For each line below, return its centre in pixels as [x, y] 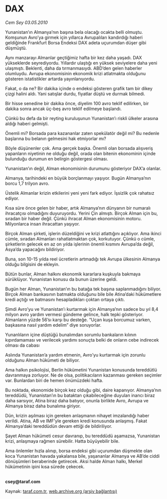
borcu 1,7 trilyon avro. [27, 183]
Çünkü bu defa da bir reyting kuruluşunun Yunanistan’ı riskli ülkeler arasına [82, 118]
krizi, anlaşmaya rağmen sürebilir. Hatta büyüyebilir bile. [62, 441]
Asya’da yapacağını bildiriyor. [35, 249]
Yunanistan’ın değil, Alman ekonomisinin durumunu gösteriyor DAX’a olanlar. [83, 168]
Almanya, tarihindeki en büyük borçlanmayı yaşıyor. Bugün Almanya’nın [78, 178]
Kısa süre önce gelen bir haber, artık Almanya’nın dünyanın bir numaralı [78, 208]
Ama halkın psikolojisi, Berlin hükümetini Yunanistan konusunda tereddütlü [81, 370]
